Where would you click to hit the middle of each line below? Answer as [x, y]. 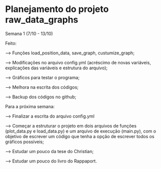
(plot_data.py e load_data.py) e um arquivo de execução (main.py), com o [80, 131]
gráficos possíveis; [24, 142]
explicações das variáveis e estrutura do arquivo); [56, 68]
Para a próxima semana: [30, 106]
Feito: [11, 43]
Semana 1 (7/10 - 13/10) [29, 33]
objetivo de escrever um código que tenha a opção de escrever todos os [80, 136]
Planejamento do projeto [57, 9]
